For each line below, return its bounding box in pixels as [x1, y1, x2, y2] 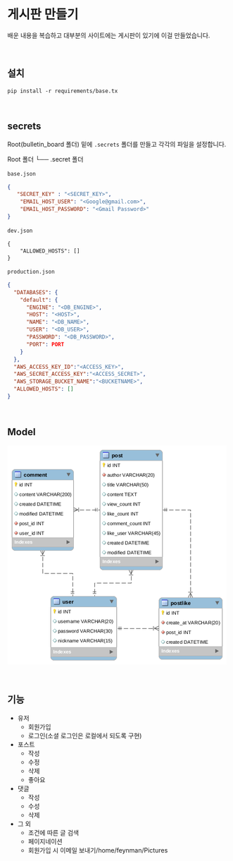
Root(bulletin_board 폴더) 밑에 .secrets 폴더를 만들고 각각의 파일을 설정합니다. [7, 140, 227, 148]
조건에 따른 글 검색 [27, 828, 80, 836]
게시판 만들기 [7, 6, 79, 23]
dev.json [7, 227, 33, 234]
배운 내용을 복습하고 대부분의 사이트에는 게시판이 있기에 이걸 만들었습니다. [7, 31, 210, 39]
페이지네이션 [27, 837, 63, 845]
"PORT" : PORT [25, 341, 65, 348]
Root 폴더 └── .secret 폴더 [7, 154, 84, 163]
